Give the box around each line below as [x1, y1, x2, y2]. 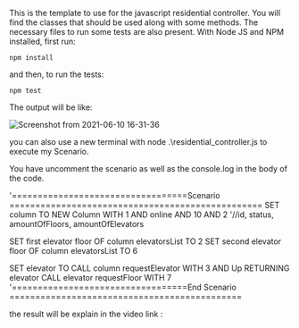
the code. [9, 173, 45, 183]
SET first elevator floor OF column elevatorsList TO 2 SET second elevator [9, 236, 282, 247]
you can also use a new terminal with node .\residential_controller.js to [9, 137, 268, 147]
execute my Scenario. [9, 147, 89, 156]
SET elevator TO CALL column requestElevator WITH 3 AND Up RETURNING [9, 263, 290, 273]
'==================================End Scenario [9, 282, 237, 292]
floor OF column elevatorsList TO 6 [9, 246, 138, 256]
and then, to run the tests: [9, 69, 104, 80]
